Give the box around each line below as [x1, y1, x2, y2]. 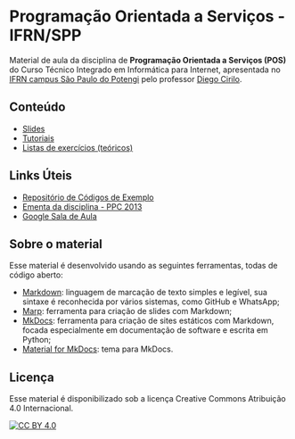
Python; [21, 335, 52, 345]
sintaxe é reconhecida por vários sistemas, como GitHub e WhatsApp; [21, 296, 281, 307]
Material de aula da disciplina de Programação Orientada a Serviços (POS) [9, 54, 287, 65]
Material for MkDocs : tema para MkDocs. [21, 344, 174, 354]
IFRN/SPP [9, 25, 82, 46]
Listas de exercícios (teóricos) [21, 142, 134, 153]
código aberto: [9, 269, 64, 280]
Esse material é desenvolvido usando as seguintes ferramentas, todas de [9, 261, 278, 271]
